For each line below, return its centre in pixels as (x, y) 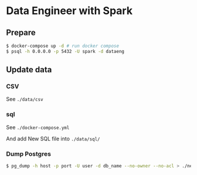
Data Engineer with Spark (69, 11)
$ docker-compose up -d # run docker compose (62, 46)
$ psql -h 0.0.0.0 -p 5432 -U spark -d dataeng (65, 51)
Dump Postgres (29, 154)
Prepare (21, 33)
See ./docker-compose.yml (38, 127)
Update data (29, 70)
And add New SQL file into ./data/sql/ (53, 139)
